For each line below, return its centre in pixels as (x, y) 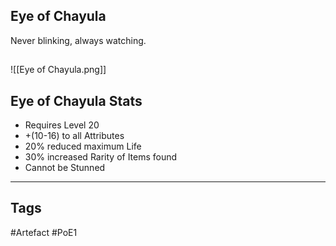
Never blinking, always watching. (78, 40)
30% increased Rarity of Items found (101, 157)
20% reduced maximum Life (83, 146)
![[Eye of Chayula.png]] (58, 70)
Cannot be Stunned (65, 168)
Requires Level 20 (62, 125)
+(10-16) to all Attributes (74, 136)
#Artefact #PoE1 (44, 232)
